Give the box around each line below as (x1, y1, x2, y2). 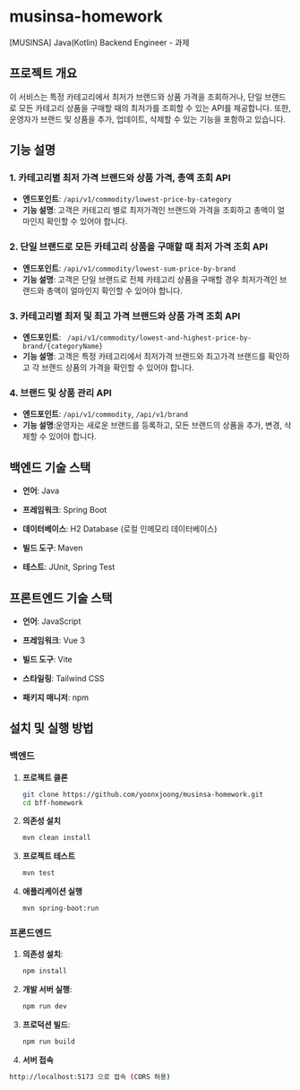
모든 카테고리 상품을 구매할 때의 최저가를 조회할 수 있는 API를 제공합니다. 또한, (18, 102, 291, 113)
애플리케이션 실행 (21, 886, 83, 897)
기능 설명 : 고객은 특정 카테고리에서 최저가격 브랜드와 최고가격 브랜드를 (21, 351, 266, 362)
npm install (21, 966, 67, 976)
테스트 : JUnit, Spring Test (21, 562, 116, 573)
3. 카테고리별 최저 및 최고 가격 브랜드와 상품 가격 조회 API (9, 309, 241, 322)
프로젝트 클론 (21, 772, 69, 783)
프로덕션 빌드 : (21, 1019, 71, 1030)
